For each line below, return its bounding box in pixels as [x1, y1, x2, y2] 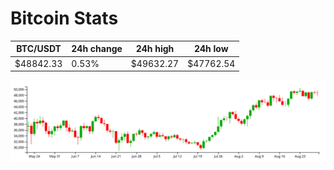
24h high [135, 43, 175, 55]
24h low [193, 43, 229, 55]
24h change [71, 43, 123, 55]
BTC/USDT [16, 43, 62, 55]
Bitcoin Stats [10, 7, 119, 30]
